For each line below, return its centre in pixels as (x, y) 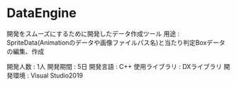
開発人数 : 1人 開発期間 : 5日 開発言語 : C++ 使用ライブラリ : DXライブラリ (115, 66)
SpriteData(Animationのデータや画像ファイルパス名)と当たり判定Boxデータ (116, 42)
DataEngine (42, 13)
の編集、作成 (25, 51)
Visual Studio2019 (56, 75)
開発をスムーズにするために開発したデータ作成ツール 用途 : (93, 33)
